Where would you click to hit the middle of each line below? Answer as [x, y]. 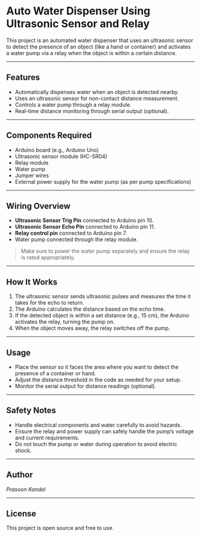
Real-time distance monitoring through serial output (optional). [92, 111]
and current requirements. [47, 438]
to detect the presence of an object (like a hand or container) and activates [99, 47]
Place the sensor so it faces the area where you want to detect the [97, 367]
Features [23, 78]
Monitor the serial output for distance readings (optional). [86, 386]
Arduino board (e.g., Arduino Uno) [57, 150]
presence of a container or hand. [55, 373]
